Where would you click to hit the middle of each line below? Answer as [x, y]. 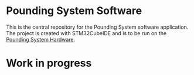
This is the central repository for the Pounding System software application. [97, 27]
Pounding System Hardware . [41, 39]
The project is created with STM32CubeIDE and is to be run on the [86, 33]
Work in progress [49, 63]
